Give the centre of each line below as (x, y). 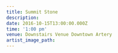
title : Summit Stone (32, 12)
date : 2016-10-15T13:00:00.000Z (47, 23)
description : (23, 18)
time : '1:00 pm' (27, 29)
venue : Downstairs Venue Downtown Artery (59, 35)
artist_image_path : (31, 40)
